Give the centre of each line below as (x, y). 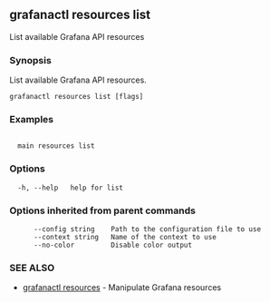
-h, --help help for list (71, 188)
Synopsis (30, 60)
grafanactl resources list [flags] (77, 97)
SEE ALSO (32, 268)
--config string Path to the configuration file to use (147, 229)
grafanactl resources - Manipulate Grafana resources (122, 287)
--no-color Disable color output (113, 245)
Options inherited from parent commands (103, 210)
